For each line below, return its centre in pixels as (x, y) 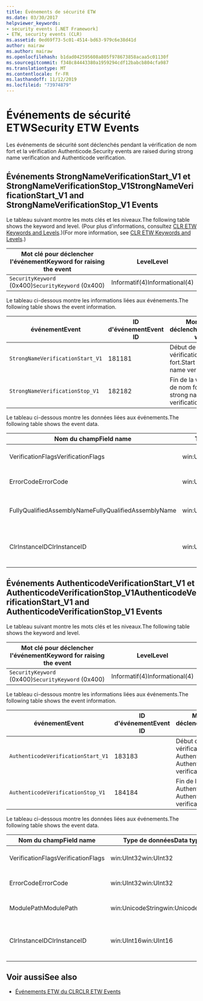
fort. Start (182, 362)
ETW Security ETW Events (73, 128)
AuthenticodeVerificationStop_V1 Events (85, 612)
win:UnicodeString (137, 908)
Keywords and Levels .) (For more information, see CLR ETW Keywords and (99, 232)
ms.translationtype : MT (36, 68)
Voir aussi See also (42, 977)
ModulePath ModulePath (43, 908)
